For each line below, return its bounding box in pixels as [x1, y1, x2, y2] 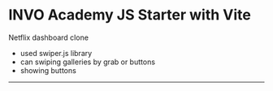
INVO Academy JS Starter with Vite [8, 6, 252, 24]
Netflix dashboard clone [8, 32, 89, 42]
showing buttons [19, 65, 77, 75]
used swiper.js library [19, 48, 93, 58]
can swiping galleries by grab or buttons [19, 57, 156, 67]
